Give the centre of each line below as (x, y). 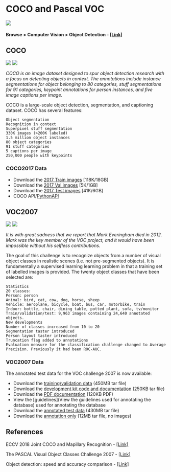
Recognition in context (31, 124)
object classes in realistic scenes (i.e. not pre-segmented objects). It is (80, 261)
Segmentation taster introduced (40, 331)
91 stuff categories (28, 147)
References (25, 432)
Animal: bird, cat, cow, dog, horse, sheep (53, 300)
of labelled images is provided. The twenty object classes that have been (83, 272)
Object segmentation (28, 120)
